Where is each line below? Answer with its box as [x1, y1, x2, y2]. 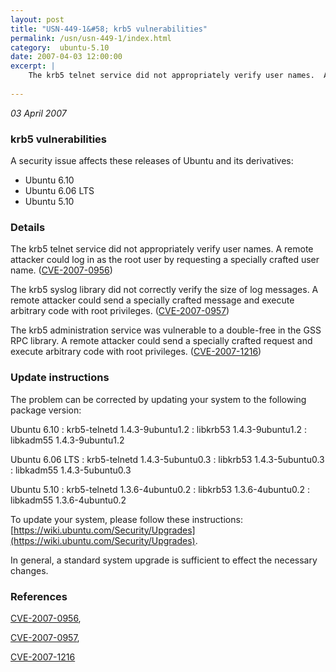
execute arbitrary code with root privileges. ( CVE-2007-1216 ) [10, 346, 262, 358]
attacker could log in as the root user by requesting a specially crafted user [10, 254, 320, 266]
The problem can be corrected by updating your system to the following [10, 393, 307, 405]
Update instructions [10, 371, 110, 385]
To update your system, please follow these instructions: [10, 513, 243, 525]
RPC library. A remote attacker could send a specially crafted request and [10, 335, 313, 347]
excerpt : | [10, 61, 56, 71]
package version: [10, 404, 82, 416]
